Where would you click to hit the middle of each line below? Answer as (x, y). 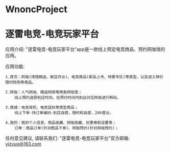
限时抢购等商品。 (21, 82)
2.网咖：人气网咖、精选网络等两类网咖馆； (44, 93)
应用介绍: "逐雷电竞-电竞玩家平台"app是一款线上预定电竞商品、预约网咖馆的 (85, 49)
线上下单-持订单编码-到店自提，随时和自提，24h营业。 (64, 113)
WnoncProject (36, 9)
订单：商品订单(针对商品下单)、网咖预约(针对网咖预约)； (67, 128)
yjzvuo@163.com (23, 144)
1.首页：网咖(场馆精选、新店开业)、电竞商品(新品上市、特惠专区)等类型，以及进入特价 (84, 77)
